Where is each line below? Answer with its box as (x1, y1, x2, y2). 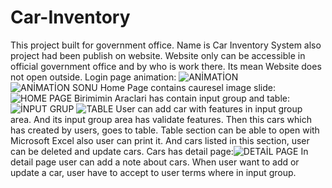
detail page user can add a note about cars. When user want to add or (10, 156, 300, 168)
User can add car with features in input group (115, 102, 303, 115)
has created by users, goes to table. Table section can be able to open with (10, 124, 320, 136)
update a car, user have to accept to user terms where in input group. (10, 166, 297, 178)
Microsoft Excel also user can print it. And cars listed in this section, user (10, 134, 310, 146)
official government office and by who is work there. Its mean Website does (10, 60, 322, 72)
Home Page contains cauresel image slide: (99, 81, 276, 93)
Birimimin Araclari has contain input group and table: (74, 92, 291, 104)
